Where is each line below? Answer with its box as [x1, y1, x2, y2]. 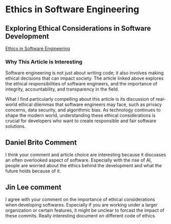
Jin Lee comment [5, 183, 61, 191]
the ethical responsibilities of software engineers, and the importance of [5, 81, 158, 87]
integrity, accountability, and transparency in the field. [5, 86, 119, 93]
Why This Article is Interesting [5, 58, 83, 65]
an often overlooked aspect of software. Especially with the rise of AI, [5, 157, 152, 163]
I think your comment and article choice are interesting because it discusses [5, 152, 166, 158]
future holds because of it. [5, 168, 61, 174]
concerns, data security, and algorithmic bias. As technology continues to [5, 107, 161, 113]
